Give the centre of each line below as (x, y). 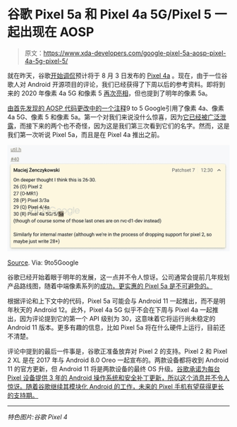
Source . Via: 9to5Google (43, 263)
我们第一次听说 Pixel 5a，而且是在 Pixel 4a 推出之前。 (85, 134)
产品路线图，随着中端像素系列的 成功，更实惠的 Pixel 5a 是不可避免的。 (110, 286)
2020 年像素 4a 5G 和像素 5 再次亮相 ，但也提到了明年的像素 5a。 (116, 93)
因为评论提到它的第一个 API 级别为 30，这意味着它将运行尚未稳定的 (117, 318)
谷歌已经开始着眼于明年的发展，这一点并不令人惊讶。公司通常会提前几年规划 (119, 277)
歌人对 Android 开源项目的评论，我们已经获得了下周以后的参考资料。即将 (113, 84)
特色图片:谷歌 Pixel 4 (38, 416)
